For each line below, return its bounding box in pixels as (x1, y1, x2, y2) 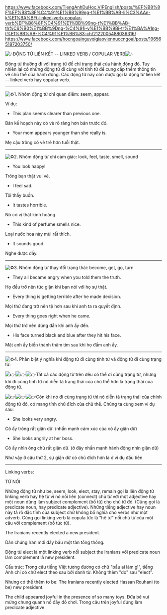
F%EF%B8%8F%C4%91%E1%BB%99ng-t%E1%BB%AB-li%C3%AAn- (5, 9, 151, 15)
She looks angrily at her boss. (12, 436, 74, 441)
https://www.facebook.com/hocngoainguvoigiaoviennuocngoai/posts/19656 (5, 36, 162, 42)
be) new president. (5, 584, 44, 590)
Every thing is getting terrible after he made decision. (12, 294, 122, 300)
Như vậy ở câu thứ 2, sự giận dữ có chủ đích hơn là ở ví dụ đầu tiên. (5, 455, 144, 461)
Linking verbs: (5, 469, 34, 475)
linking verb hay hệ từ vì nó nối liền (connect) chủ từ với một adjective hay (5, 493, 157, 499)
